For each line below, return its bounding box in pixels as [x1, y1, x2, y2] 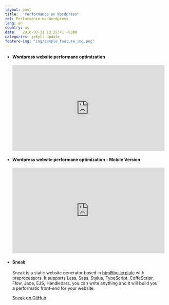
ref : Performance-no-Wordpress [5, 16, 69, 21]
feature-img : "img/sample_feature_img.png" [5, 39, 95, 44]
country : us [5, 25, 29, 30]
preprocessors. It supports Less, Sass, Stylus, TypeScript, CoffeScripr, [12, 275, 154, 281]
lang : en [5, 20, 23, 26]
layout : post [5, 7, 32, 12]
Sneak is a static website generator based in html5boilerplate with [12, 270, 145, 276]
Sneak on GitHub [12, 295, 47, 301]
